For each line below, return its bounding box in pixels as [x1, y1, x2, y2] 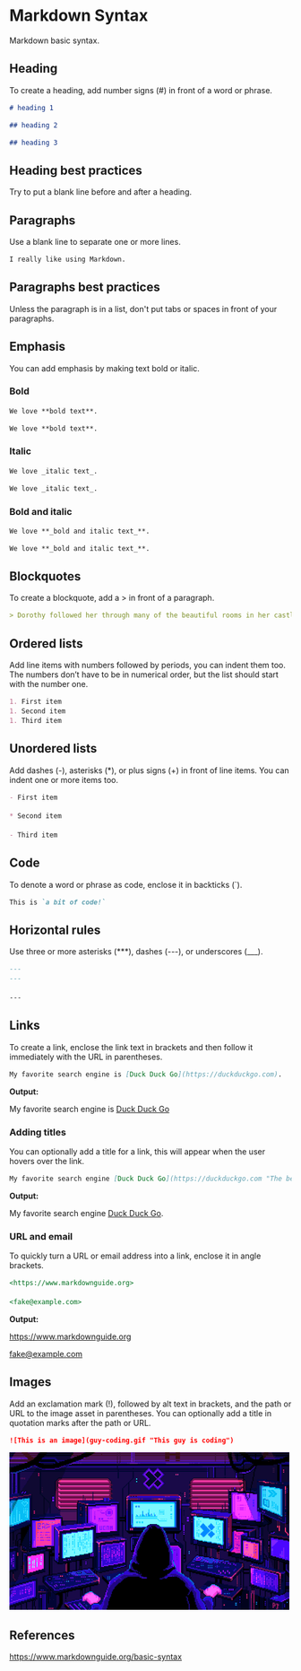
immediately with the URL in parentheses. [9, 1051, 163, 1062]
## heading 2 [9, 120, 58, 130]
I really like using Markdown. [9, 255, 126, 264]
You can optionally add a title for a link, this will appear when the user [9, 1145, 266, 1157]
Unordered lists [9, 741, 98, 756]
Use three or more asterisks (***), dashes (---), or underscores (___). [9, 946, 263, 957]
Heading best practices [9, 162, 143, 178]
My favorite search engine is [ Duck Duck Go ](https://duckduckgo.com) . [9, 1069, 282, 1079]
